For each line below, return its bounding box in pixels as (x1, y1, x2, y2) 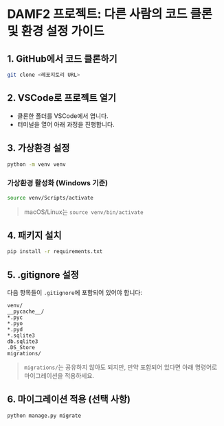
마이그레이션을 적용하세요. (23, 372, 95, 380)
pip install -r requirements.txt (7, 248, 103, 255)
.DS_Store (7, 344, 36, 351)
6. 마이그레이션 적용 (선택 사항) (7, 394, 131, 405)
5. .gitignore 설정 (7, 269, 79, 281)
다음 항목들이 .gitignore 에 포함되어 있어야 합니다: (7, 289, 143, 297)
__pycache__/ (7, 308, 45, 316)
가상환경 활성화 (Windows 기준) (7, 178, 109, 188)
